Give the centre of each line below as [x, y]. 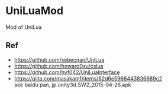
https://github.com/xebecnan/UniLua [59, 59]
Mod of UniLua [24, 27]
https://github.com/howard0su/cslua [59, 66]
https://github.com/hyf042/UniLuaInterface [67, 72]
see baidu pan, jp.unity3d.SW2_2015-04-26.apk [72, 85]
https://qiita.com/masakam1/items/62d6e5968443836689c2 [88, 78]
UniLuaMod [34, 11]
